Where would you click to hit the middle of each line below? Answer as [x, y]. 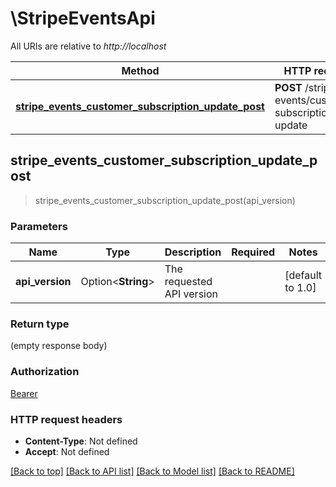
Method [140, 70]
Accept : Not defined [67, 451]
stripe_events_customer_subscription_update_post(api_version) [165, 200]
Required [253, 252]
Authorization [45, 372]
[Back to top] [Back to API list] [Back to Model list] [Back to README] [152, 471]
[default [303, 275]
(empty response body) [59, 346]
